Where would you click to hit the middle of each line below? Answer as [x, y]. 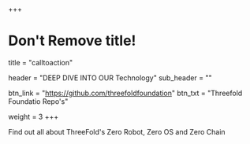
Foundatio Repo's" [38, 101]
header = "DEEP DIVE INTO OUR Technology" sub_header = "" [110, 78]
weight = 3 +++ [34, 116]
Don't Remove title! [72, 41]
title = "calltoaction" [41, 62]
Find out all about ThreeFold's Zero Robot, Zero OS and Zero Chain [117, 131]
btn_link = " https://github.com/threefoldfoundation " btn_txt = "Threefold [125, 93]
